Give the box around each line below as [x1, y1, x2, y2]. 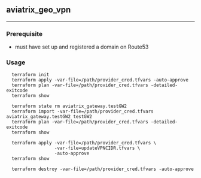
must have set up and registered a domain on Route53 [14, 43, 149, 50]
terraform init [11, 72, 50, 78]
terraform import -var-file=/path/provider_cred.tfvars [11, 108, 154, 114]
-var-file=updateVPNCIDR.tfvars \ [54, 145, 141, 152]
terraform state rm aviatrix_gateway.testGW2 [11, 103, 127, 110]
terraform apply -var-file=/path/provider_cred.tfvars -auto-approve [11, 77, 188, 83]
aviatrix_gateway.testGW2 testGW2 [6, 114, 93, 120]
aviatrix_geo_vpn [6, 5, 71, 15]
